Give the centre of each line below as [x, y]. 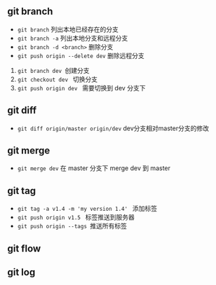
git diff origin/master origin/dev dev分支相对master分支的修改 [113, 128]
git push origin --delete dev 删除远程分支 [81, 55]
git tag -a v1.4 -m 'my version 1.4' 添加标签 [87, 209]
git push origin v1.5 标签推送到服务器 [76, 217]
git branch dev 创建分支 [53, 70]
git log [21, 272]
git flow [24, 248]
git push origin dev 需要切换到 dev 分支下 [81, 88]
